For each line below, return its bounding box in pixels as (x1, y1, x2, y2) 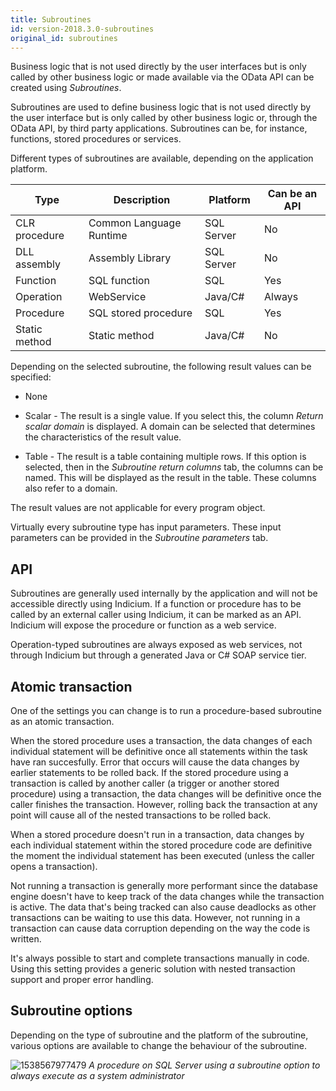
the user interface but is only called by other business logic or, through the (10, 112, 318, 124)
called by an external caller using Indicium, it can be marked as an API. (10, 609, 302, 621)
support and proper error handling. (10, 974, 154, 985)
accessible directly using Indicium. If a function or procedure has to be (10, 598, 302, 610)
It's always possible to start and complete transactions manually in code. (10, 952, 310, 964)
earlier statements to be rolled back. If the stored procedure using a (10, 767, 289, 778)
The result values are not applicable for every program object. (10, 502, 266, 514)
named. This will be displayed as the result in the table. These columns (24, 472, 317, 484)
